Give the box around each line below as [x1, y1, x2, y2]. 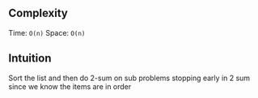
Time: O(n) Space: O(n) [8, 28, 86, 37]
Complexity [8, 6, 69, 20]
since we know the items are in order [8, 81, 132, 92]
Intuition [8, 52, 52, 66]
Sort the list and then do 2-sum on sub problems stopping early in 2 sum [8, 73, 251, 83]
